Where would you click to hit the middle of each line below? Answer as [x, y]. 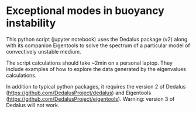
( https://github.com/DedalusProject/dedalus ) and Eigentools [79, 93]
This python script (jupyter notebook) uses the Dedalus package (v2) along [97, 39]
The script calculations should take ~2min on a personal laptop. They [89, 63]
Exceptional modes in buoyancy [85, 11]
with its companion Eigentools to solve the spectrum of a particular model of [98, 45]
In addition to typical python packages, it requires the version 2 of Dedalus [96, 86]
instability [31, 23]
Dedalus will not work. [33, 105]
